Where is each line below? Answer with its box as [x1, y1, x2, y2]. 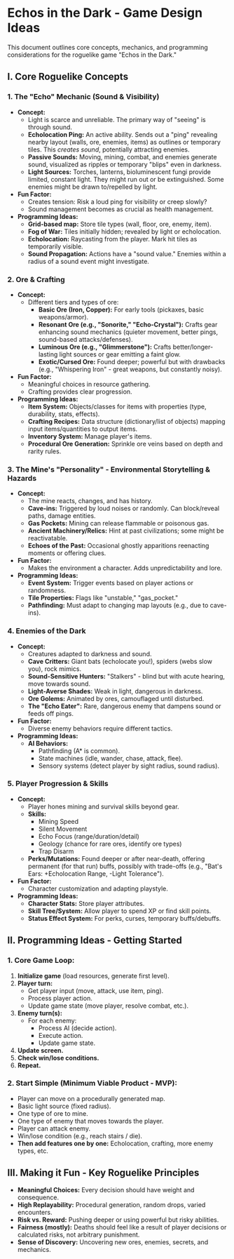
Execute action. [38, 1031, 83, 1039]
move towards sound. [27, 679, 91, 688]
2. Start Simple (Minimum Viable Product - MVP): [7, 1079, 177, 1088]
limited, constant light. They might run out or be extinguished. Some [27, 175, 224, 183]
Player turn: [17, 979, 53, 987]
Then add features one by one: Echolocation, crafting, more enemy [17, 1139, 214, 1147]
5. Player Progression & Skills [7, 779, 109, 789]
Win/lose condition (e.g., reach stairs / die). [17, 1131, 142, 1140]
